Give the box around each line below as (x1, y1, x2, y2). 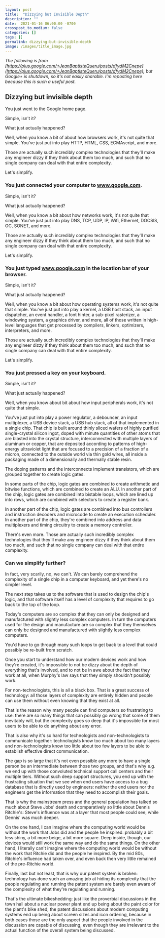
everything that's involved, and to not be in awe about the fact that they (5, 667, 150, 673)
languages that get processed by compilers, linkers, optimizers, (15, 322, 144, 328)
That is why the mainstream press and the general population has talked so (5, 799, 158, 805)
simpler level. (5, 581, 32, 587)
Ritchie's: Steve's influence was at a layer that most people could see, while (5, 809, 159, 815)
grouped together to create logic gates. (5, 471, 85, 477)
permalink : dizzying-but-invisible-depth (5, 40, 92, 44)
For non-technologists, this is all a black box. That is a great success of (5, 687, 150, 693)
